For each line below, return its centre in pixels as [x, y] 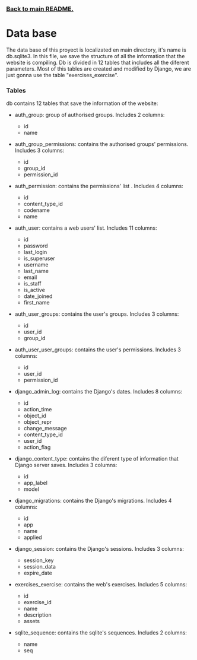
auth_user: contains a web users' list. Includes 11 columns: [86, 228]
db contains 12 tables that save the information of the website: [82, 103]
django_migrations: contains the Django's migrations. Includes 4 [93, 501]
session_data [40, 567]
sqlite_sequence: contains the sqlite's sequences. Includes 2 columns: [101, 633]
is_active [34, 290]
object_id [35, 416]
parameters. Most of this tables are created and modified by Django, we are [99, 69]
